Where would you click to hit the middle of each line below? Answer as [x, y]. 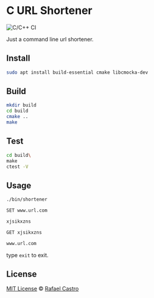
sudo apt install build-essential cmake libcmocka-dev [77, 72]
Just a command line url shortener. [50, 39]
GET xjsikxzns [24, 232]
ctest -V [17, 167]
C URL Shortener [49, 11]
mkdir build [21, 105]
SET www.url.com [27, 210]
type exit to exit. [27, 255]
